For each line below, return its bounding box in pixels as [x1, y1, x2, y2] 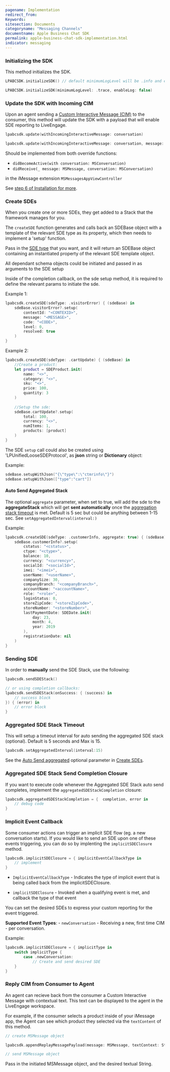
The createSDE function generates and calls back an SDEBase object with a [5, 224, 162, 231]
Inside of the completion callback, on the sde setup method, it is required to [5, 276, 163, 282]
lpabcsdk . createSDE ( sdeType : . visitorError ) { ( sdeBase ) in [5, 300, 135, 306]
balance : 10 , [23, 554, 51, 559]
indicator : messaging [5, 41, 51, 46]
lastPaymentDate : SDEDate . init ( [23, 610, 92, 615]
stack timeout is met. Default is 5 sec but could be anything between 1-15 [5, 510, 158, 516]
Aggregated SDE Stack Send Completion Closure [5, 770, 128, 777]
